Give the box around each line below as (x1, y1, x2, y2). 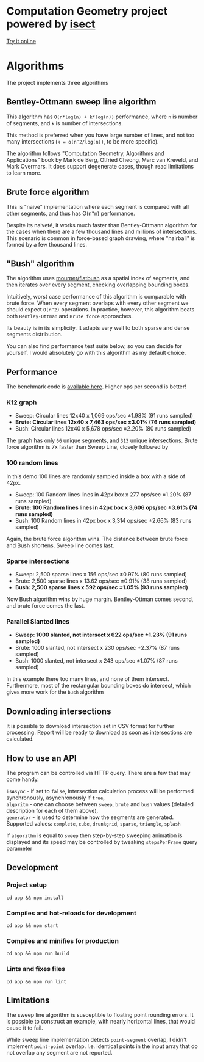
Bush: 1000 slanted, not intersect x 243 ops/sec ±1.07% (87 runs (15, 657, 178, 664)
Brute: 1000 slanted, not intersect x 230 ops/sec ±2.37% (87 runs (15, 644, 180, 652)
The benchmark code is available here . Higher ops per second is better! (6, 383, 187, 390)
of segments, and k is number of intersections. (6, 119, 124, 126)
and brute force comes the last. (6, 602, 85, 609)
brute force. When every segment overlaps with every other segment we (6, 299, 189, 307)
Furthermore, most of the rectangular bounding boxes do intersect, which (6, 682, 191, 689)
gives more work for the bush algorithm (6, 688, 104, 696)
